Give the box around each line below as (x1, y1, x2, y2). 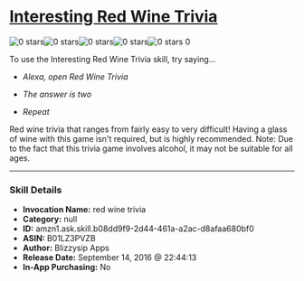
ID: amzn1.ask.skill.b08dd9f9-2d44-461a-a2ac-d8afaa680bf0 (22, 223, 255, 234)
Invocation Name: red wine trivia (22, 204, 147, 215)
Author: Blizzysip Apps (22, 242, 110, 254)
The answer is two (22, 89, 92, 99)
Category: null (22, 214, 78, 225)
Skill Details (9, 183, 62, 196)
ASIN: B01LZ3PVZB (22, 233, 97, 244)
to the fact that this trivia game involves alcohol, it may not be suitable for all (9, 143, 293, 154)
